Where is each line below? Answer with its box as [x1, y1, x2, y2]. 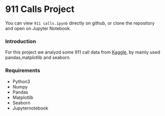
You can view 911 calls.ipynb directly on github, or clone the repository [5, 20, 155, 26]
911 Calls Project [5, 3, 75, 15]
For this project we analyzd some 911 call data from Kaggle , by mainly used [5, 49, 160, 55]
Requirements [5, 67, 41, 74]
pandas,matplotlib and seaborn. [5, 54, 71, 60]
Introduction [5, 37, 36, 44]
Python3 [12, 78, 30, 84]
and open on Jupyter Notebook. [5, 25, 71, 31]
